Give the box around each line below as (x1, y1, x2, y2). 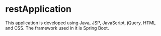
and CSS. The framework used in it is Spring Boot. (5, 25, 109, 31)
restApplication (5, 3, 72, 15)
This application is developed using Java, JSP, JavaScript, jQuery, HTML (5, 20, 156, 26)
